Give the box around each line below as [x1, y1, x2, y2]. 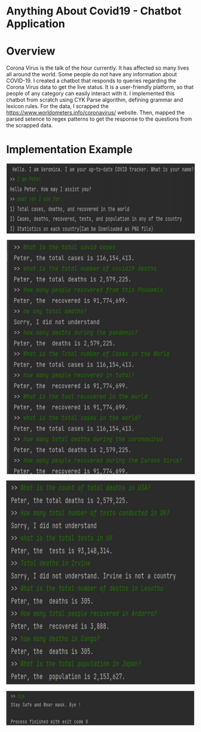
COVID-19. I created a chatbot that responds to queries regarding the [6, 77, 176, 85]
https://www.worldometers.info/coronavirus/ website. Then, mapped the [6, 109, 185, 116]
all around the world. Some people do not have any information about [6, 71, 177, 78]
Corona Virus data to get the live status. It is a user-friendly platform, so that [6, 83, 194, 91]
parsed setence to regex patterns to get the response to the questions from [6, 115, 193, 123]
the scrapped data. [6, 122, 53, 129]
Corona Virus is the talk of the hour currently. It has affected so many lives [6, 64, 190, 71]
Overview [6, 44, 56, 58]
